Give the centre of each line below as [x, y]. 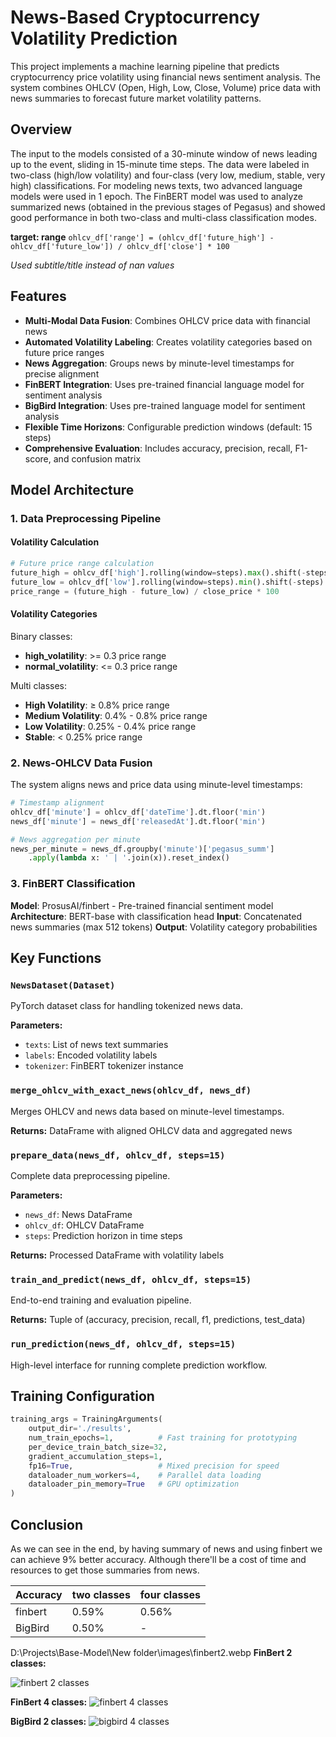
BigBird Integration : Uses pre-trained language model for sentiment [165, 405]
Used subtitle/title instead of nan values [92, 265]
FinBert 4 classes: [49, 1702]
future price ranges [64, 352]
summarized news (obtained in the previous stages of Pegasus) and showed [168, 207]
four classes [170, 1594]
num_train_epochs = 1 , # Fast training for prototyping [163, 1438]
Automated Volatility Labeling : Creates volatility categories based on [168, 342]
